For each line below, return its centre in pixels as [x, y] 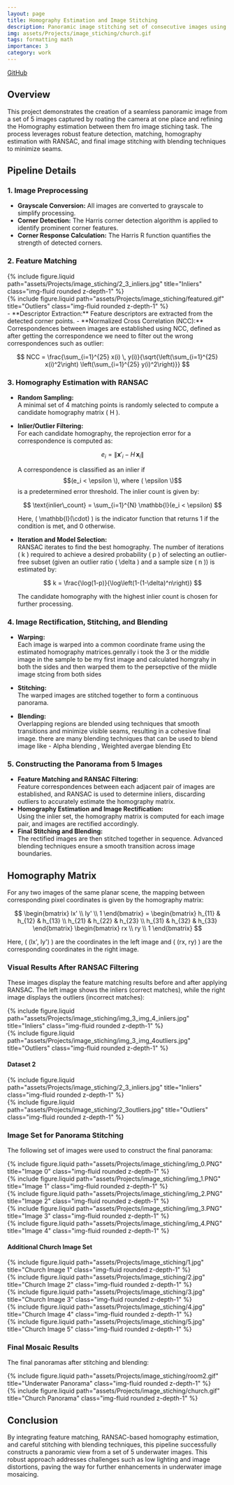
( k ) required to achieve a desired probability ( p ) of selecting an [111, 554]
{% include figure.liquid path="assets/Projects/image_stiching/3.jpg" [106, 1292]
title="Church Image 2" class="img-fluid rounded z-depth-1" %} [100, 1285]
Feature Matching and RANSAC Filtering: [78, 779]
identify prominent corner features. [68, 228]
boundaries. [35, 853]
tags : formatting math [40, 40]
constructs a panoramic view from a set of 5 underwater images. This [108, 1452]
